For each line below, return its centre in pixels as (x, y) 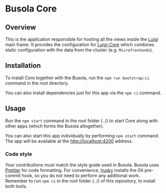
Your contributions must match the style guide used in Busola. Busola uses (82, 165)
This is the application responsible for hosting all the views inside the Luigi (82, 39)
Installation (23, 66)
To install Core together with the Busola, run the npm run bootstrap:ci (77, 78)
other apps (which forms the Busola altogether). (54, 126)
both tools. (16, 186)
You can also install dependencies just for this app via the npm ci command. (83, 93)
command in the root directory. (37, 83)
